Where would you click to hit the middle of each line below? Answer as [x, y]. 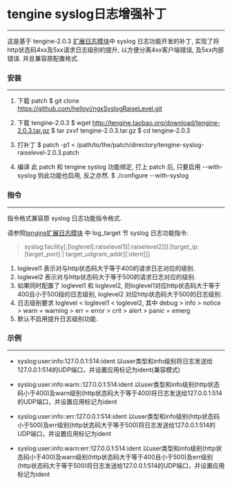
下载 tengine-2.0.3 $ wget [54, 123]
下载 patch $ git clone [48, 101]
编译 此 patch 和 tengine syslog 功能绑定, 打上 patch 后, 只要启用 [109, 167]
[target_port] [42, 254]
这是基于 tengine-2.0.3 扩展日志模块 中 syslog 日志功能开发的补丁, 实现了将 [113, 41]
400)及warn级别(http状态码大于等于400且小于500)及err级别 [127, 457]
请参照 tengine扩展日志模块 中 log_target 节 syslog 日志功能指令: [98, 233]
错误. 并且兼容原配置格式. [43, 58]
